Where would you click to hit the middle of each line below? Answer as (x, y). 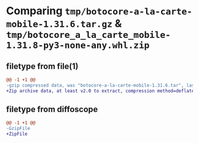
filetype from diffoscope (52, 109)
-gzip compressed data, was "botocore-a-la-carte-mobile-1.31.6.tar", (95, 85)
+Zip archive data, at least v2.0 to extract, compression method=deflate (100, 91)
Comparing (34, 11)
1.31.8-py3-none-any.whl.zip (78, 45)
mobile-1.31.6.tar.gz (59, 25)
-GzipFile (18, 129)
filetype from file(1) (42, 66)
